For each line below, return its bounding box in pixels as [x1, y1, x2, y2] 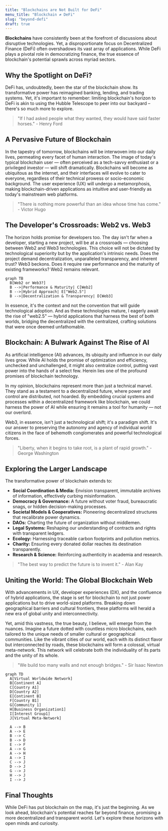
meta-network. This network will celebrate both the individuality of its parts [5, 647, 161, 653]
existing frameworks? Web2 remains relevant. [5, 266, 100, 272]
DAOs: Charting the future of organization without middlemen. [12, 520, 141, 526]
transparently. [12, 546, 42, 552]
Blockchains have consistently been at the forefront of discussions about [5, 35, 157, 41]
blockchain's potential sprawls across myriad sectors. [5, 56, 116, 63]
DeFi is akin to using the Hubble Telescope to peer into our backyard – [5, 100, 150, 106]
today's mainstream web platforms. [5, 191, 78, 197]
